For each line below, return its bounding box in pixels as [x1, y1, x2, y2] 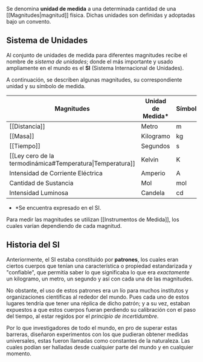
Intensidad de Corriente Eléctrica [9, 169, 103, 177]
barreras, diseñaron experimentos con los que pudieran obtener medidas [6, 331, 188, 338]
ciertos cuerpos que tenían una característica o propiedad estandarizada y [6, 262, 192, 270]
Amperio [141, 169, 166, 177]
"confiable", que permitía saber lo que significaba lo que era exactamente [6, 268, 190, 276]
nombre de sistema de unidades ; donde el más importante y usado [6, 57, 173, 65]
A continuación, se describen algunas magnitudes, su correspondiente [6, 76, 182, 83]
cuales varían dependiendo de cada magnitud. [6, 222, 122, 229]
